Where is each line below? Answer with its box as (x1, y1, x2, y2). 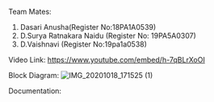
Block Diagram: (8, 71, 59, 80)
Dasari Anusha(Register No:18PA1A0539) (19, 22, 157, 31)
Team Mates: (8, 7, 52, 16)
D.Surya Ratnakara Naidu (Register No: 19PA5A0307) (19, 31, 196, 40)
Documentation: (8, 86, 62, 96)
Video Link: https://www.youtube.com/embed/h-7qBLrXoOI (8, 55, 206, 64)
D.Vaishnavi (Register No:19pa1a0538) (19, 39, 148, 49)
